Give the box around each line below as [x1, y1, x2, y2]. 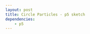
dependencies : [5, 16, 36, 21]
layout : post [5, 7, 33, 12]
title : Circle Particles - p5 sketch [5, 12, 85, 17]
